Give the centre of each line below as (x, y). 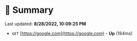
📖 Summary (29, 10)
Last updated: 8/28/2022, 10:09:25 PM (45, 24)
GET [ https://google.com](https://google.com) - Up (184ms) (72, 33)
